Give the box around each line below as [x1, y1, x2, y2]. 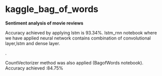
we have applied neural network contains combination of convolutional [5, 35, 151, 41]
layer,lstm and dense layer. [5, 40, 60, 46]
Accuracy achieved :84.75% [5, 65, 63, 71]
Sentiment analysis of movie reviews [5, 20, 83, 26]
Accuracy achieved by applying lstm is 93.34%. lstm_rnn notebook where [5, 29, 157, 35]
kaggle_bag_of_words [5, 3, 98, 15]
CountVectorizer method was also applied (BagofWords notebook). [5, 59, 143, 65]
